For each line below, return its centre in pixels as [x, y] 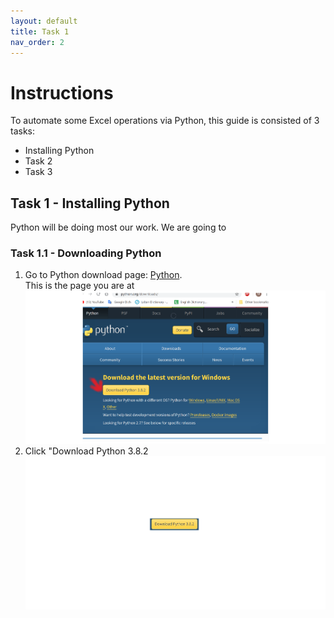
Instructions [62, 92]
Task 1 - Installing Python [90, 203]
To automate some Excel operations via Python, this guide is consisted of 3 [165, 121]
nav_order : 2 [37, 42]
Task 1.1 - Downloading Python [86, 253]
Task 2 [38, 161]
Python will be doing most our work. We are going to [118, 227]
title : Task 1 [40, 31]
